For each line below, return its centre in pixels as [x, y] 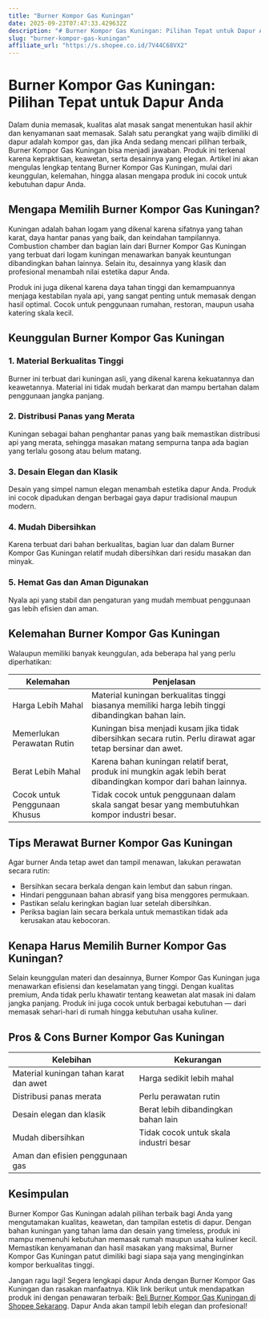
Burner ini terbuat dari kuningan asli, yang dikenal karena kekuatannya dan [131, 378]
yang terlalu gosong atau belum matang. [75, 451]
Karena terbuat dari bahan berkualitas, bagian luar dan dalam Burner [121, 545]
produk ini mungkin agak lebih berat [159, 771]
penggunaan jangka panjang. [56, 395]
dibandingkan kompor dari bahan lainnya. [169, 782]
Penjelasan [174, 681]
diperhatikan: [30, 662]
